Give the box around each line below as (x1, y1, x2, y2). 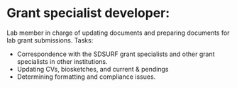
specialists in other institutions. (16, 57, 108, 65)
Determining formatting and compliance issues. (16, 72, 156, 81)
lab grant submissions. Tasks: (6, 35, 94, 44)
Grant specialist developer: (6, 5, 170, 21)
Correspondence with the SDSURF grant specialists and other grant (16, 50, 215, 58)
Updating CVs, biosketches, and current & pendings (16, 65, 169, 73)
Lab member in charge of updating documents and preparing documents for (6, 28, 230, 37)
